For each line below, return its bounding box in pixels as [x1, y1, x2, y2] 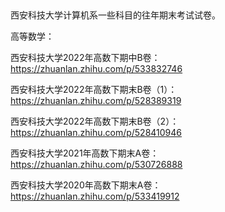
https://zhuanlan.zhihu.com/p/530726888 [10, 159, 183, 171]
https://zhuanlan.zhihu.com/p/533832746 [10, 63, 183, 75]
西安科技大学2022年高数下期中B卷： [10, 52, 161, 64]
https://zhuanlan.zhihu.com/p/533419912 [10, 190, 180, 203]
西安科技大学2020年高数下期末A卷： [10, 179, 162, 191]
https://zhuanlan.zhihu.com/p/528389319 [10, 95, 182, 107]
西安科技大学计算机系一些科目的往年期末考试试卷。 [10, 9, 221, 21]
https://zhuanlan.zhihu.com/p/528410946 [10, 127, 183, 139]
